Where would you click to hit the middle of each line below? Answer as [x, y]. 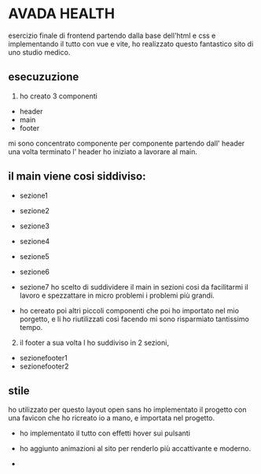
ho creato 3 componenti [59, 96]
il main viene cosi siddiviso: [77, 177]
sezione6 [34, 272]
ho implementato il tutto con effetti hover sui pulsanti [105, 433]
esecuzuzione [44, 77]
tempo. [31, 327]
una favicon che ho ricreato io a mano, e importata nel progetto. [111, 418]
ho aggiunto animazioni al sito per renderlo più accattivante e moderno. [135, 449]
